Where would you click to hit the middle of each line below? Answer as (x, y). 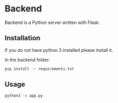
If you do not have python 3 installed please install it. (59, 50)
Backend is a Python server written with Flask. (52, 22)
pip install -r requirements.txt (39, 69)
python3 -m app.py (24, 96)
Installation (22, 38)
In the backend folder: (27, 60)
